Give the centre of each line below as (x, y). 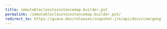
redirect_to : (19, 19)
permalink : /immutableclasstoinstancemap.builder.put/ (63, 14)
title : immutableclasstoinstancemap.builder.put (56, 10)
